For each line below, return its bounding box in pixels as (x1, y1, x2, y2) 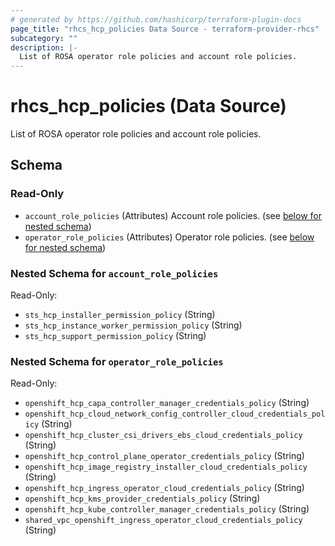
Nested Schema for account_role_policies (10, 266, 219, 280)
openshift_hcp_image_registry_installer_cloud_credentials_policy (24, 462, 308, 473)
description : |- (10, 42, 78, 53)
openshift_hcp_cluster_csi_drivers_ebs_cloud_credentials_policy (24, 431, 303, 441)
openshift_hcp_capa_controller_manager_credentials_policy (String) (24, 397, 310, 409)
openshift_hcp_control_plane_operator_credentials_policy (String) (24, 450, 305, 462)
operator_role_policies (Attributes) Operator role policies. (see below (24, 231, 315, 243)
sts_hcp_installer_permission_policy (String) (24, 309, 216, 321)
